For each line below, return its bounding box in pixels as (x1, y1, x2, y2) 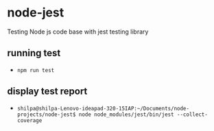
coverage (16, 117, 43, 124)
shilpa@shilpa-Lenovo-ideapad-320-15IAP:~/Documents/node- (16, 105, 190, 112)
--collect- (177, 111, 208, 118)
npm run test (16, 67, 55, 73)
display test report (7, 86, 88, 97)
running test (7, 47, 61, 59)
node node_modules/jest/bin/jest (78, 111, 174, 118)
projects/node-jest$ (16, 111, 76, 118)
